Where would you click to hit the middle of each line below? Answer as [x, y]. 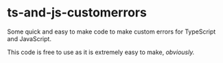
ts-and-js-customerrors [77, 13]
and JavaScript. [29, 38]
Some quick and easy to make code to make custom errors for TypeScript [111, 32]
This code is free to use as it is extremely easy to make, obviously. [101, 52]
